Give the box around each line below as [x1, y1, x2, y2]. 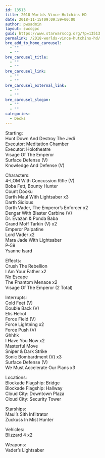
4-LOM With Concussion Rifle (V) [5, 177, 75, 183]
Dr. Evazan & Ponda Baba [5, 215, 58, 221]
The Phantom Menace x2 [5, 279, 58, 285]
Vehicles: [5, 426, 24, 432]
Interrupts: [5, 294, 27, 300]
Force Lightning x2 [5, 321, 44, 328]
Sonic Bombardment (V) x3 [5, 353, 62, 359]
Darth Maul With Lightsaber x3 [5, 193, 69, 200]
